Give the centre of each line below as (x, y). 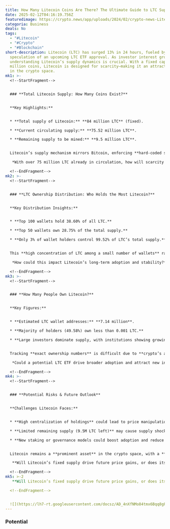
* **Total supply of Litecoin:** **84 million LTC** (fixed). (77, 121)
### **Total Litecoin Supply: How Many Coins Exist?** (69, 94)
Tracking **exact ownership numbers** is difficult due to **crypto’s (86, 353)
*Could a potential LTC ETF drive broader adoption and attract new (86, 362)
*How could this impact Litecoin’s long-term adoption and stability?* (89, 262)
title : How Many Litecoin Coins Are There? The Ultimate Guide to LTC (81, 10)
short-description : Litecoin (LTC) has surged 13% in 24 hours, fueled (82, 52)
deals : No (16, 29)
